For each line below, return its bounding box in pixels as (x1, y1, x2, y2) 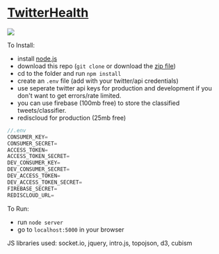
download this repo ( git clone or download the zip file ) (17, 61, 176, 70)
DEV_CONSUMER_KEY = (7, 159, 60, 166)
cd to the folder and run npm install (17, 69, 122, 77)
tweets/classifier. (17, 106, 67, 114)
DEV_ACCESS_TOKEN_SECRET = (7, 179, 82, 186)
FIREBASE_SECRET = (7, 185, 58, 192)
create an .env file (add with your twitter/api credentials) (17, 77, 179, 85)
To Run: (7, 204, 29, 213)
